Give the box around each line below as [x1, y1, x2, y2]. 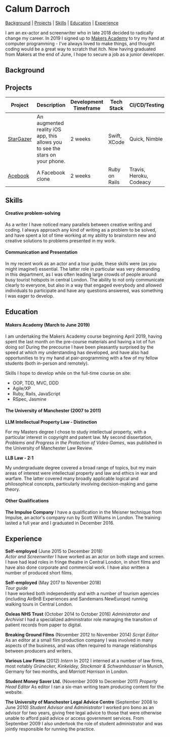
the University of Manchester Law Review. [5, 445, 93, 451]
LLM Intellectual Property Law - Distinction [5, 419, 97, 425]
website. [5, 689, 23, 695]
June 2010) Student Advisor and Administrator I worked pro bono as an [5, 704, 154, 710]
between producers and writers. [5, 648, 72, 654]
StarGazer [8, 136, 32, 143]
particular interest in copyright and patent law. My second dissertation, [5, 434, 153, 440]
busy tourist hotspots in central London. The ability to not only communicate [5, 276, 164, 282]
